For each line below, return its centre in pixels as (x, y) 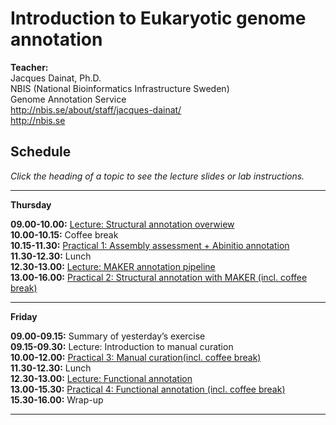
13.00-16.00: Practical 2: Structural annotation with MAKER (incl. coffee (159, 277)
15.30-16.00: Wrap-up (57, 399)
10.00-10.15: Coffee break (64, 234)
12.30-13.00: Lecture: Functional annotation (101, 378)
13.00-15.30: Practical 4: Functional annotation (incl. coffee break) (148, 389)
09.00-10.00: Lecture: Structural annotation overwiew (122, 224)
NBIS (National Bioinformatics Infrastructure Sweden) (120, 88)
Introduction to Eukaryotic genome (158, 18)
